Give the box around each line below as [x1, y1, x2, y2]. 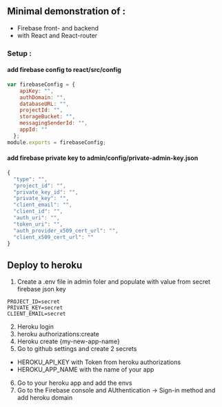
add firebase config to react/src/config [7, 66, 122, 74]
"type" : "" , [13, 176, 48, 183]
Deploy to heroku [7, 259, 83, 271]
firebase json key [17, 285, 67, 293]
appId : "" [19, 126, 48, 134]
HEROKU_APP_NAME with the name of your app [17, 365, 154, 374]
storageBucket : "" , [19, 114, 76, 120]
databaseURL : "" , [19, 100, 70, 107]
